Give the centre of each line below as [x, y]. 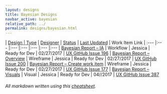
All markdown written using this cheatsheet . [51, 86]
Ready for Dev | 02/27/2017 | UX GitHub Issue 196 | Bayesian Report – [77, 53]
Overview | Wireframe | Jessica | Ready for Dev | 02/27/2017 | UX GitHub [81, 58]
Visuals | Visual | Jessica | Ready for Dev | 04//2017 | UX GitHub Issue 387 [82, 74]
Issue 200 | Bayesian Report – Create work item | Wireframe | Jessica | [78, 64]
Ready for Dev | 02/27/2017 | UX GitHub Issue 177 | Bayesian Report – [77, 69]
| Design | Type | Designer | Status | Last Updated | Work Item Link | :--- [79, 42]
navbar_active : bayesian [31, 19]
